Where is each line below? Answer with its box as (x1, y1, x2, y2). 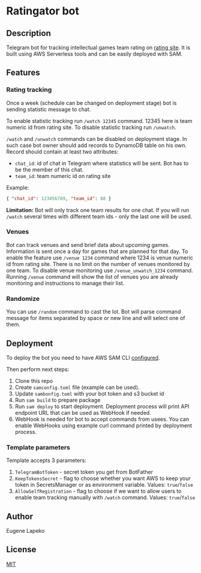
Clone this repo (14, 377, 53, 384)
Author (6, 511, 33, 521)
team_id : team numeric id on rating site (14, 172, 111, 179)
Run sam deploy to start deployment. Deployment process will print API (14, 403, 190, 410)
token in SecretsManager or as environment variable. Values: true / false (14, 481, 193, 488)
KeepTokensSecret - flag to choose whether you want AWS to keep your (14, 475, 191, 482)
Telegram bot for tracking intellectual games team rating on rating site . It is (6, 44, 191, 51)
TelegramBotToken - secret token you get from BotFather (14, 469, 153, 476)
